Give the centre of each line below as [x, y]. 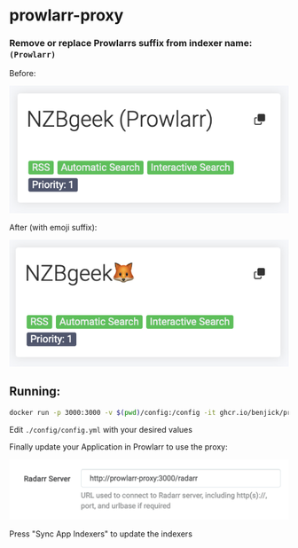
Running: [35, 391]
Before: [23, 74]
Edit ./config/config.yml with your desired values [101, 430]
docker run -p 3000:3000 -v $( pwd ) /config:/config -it [113, 413]
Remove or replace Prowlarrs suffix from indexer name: [131, 43]
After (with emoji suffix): [53, 227]
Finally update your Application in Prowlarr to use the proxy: [118, 447]
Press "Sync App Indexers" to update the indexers [101, 534]
